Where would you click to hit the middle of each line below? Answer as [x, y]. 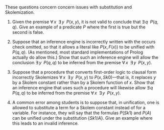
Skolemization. [20, 12]
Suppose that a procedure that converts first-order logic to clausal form [84, 72]
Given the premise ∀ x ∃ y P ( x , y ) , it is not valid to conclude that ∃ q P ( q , [85, 22]
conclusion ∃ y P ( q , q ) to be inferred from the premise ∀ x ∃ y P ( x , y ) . [82, 63]
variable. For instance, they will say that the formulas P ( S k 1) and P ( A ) [82, 113]
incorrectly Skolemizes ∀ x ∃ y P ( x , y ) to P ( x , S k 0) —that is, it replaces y [84, 77]
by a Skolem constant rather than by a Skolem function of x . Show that [83, 82]
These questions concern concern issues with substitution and [69, 7]
